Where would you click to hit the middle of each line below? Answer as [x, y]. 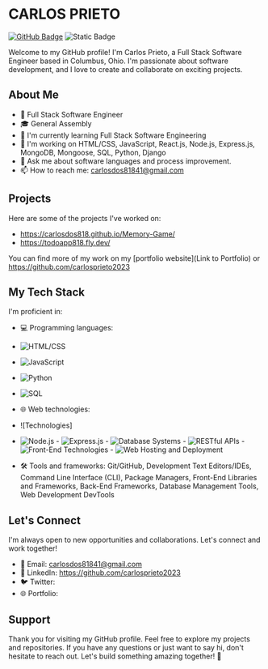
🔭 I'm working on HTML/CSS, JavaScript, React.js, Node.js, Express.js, [138, 143]
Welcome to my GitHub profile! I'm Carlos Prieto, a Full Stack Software [125, 52]
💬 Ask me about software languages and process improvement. [126, 161]
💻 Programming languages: [67, 328]
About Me [33, 95]
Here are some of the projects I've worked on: [85, 218]
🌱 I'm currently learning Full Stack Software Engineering [113, 135]
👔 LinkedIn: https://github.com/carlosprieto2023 [100, 573]
